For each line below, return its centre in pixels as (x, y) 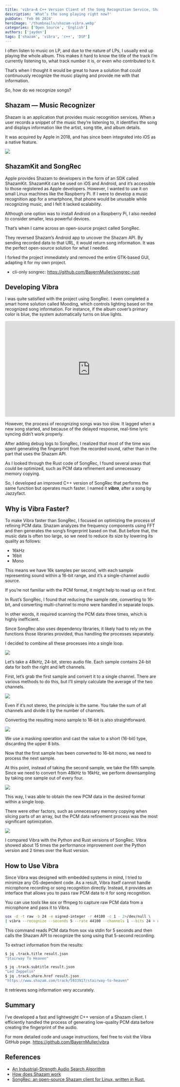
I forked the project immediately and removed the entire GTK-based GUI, (77, 257)
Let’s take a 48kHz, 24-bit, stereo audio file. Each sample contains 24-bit (78, 662)
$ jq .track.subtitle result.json (40, 967)
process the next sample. (30, 758)
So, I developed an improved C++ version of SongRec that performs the (77, 483)
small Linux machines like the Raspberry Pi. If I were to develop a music (76, 194)
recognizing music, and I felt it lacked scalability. (54, 204)
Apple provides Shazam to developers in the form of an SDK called (72, 178)
